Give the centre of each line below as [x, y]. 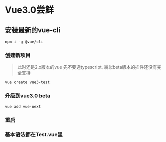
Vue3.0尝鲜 [29, 10]
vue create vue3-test [28, 82]
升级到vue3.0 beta [28, 96]
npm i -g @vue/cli [24, 42]
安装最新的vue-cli [33, 30]
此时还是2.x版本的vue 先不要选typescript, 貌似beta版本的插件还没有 [87, 67]
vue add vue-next [23, 106]
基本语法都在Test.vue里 [34, 135]
